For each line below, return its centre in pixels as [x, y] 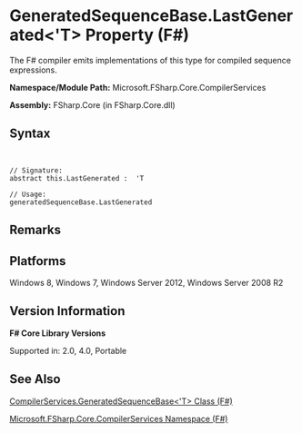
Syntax [30, 134]
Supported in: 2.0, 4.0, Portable [68, 350]
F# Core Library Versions [58, 333]
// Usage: [28, 194]
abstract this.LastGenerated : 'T [77, 178]
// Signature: [36, 170]
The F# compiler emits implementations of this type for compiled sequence [150, 60]
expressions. [33, 70]
